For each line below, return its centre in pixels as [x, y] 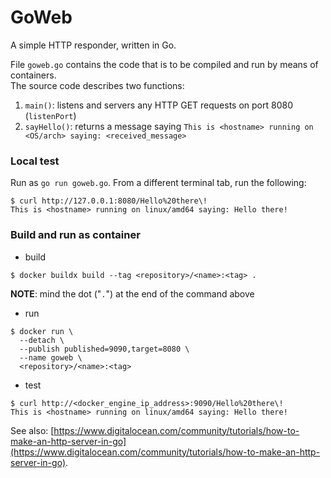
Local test [35, 161]
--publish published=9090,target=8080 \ [104, 349]
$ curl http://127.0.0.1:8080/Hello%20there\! [109, 201]
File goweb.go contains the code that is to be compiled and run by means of [164, 64]
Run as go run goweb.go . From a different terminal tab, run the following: [158, 183]
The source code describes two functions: [97, 85]
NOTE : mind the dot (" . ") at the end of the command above [132, 293]
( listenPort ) [50, 115]
